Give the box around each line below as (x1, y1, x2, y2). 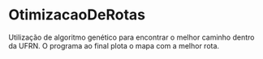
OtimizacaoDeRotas (8, 6, 146, 24)
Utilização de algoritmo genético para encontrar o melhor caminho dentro (8, 32, 255, 42)
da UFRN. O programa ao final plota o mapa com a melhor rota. (8, 40, 220, 50)
